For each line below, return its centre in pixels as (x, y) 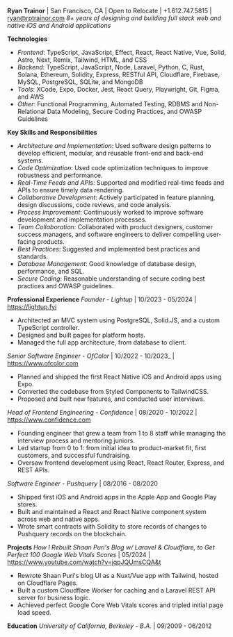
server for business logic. (54, 598)
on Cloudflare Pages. (47, 583)
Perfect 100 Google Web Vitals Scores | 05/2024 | (79, 555)
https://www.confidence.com (49, 420)
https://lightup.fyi (32, 307)
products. (51, 242)
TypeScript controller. (48, 328)
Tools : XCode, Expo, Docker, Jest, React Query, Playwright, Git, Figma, (119, 89)
